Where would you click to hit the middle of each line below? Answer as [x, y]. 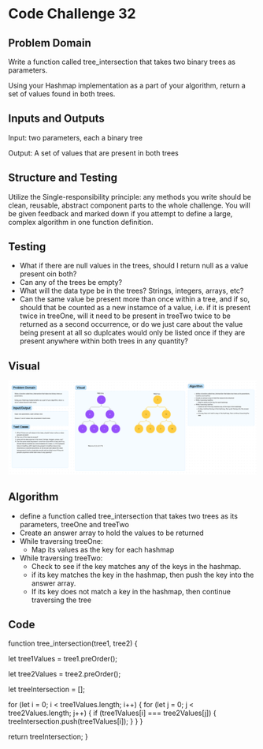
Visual [24, 366]
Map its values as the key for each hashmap [103, 549]
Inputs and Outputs [56, 119]
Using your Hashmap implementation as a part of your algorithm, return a [127, 85]
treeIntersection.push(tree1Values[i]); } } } [76, 721]
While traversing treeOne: [61, 541]
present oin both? [48, 274]
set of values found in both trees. [62, 94]
